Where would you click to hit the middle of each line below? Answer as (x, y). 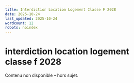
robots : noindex (21, 28)
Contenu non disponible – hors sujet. (42, 75)
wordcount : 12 (19, 23)
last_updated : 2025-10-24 (31, 18)
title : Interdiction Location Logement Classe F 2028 (61, 9)
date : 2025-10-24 (23, 14)
